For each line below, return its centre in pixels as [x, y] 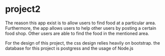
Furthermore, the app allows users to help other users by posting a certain [81, 28]
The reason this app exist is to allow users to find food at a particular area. [81, 23]
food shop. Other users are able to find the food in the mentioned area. [77, 33]
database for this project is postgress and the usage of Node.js [69, 48]
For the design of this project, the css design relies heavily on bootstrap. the [83, 43]
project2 [23, 9]
